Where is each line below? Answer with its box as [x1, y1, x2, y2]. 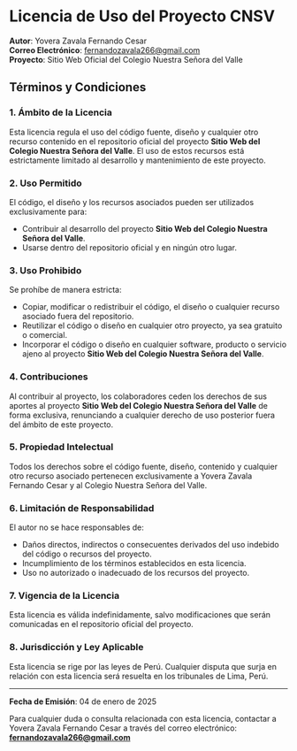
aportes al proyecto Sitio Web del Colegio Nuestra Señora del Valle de [9, 400, 268, 410]
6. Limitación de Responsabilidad [9, 502, 155, 514]
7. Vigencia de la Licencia [9, 590, 120, 602]
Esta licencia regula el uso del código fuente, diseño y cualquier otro [9, 126, 259, 137]
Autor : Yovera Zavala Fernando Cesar [9, 35, 148, 46]
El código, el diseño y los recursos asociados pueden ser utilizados [9, 196, 255, 207]
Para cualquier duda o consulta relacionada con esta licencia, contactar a [9, 713, 277, 724]
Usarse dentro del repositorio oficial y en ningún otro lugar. [21, 241, 237, 253]
